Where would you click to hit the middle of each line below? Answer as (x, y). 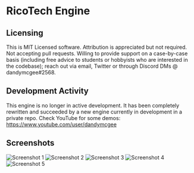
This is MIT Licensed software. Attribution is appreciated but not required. (97, 47)
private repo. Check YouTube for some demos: (63, 118)
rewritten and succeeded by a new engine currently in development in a (94, 112)
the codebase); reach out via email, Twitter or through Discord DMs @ (92, 66)
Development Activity (48, 91)
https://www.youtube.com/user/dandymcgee (62, 124)
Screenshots (30, 143)
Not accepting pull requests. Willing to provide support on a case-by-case (97, 54)
